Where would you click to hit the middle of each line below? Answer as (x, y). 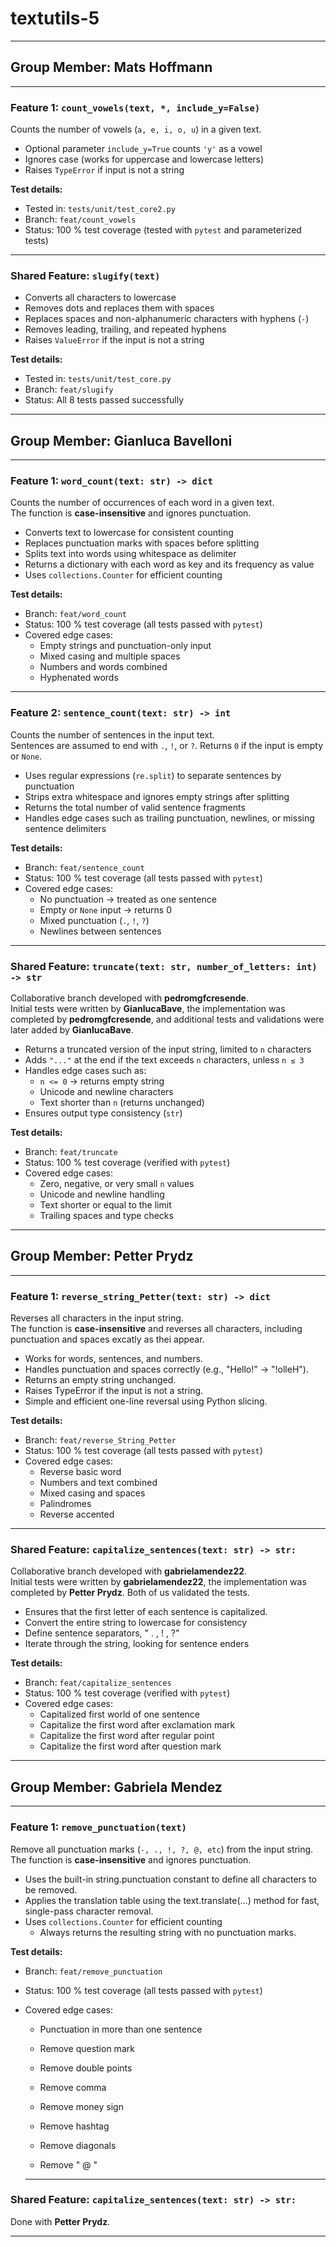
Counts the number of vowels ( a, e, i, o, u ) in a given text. (136, 129)
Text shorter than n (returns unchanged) (122, 1103)
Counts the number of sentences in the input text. (112, 734)
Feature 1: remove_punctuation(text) (98, 1827)
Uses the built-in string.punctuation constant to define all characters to (171, 1879)
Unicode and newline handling (102, 1194)
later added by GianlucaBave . (72, 1030)
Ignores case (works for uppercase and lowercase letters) (144, 159)
